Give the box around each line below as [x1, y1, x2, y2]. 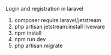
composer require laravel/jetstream [14, 17, 101, 23]
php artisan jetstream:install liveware [14, 23, 106, 30]
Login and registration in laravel [5, 5, 83, 12]
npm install [14, 29, 42, 36]
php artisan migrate [14, 42, 63, 49]
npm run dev [14, 36, 46, 42]
